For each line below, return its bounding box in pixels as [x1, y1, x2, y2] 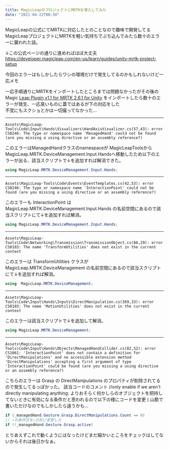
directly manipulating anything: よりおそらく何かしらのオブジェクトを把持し [5, 390, 163, 396]
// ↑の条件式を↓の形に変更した [5, 417, 62, 422]
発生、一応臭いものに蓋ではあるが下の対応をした [18, 101, 120, 107]
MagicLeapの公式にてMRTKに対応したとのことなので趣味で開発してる [5, 26, 151, 33]
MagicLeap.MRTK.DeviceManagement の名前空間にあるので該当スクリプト [5, 265, 161, 271]
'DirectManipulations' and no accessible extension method [5, 355, 132, 360]
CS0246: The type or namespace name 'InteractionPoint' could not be [5, 185, 154, 190]
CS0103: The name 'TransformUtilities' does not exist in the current [5, 245, 156, 250]
